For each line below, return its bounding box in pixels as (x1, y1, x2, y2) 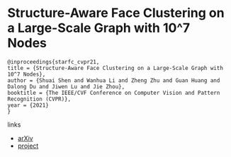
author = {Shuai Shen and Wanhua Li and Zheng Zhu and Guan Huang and (7, 76, 220, 84)
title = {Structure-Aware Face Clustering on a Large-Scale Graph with (7, 64, 223, 71)
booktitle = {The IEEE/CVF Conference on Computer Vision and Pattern (7, 89, 220, 96)
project (17, 141, 39, 150)
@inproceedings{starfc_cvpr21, (7, 58, 100, 65)
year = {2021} (7, 101, 50, 109)
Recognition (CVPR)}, (7, 95, 72, 103)
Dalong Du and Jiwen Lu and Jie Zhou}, (7, 83, 125, 90)
